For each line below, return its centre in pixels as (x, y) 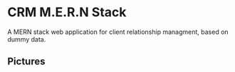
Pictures (26, 62)
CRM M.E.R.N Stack (67, 12)
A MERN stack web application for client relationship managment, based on (118, 32)
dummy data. (27, 39)
